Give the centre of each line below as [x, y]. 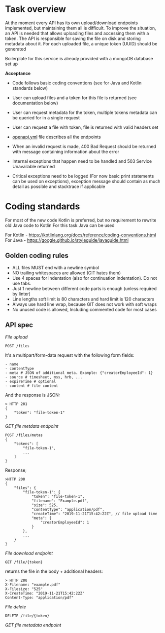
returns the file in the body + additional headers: [54, 571]
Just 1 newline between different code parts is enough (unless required [84, 288]
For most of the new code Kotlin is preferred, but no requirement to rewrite [81, 220]
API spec [19, 325]
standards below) [30, 88]
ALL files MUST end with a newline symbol [56, 267]
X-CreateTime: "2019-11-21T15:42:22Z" [45, 593]
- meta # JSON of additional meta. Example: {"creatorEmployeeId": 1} [79, 373]
